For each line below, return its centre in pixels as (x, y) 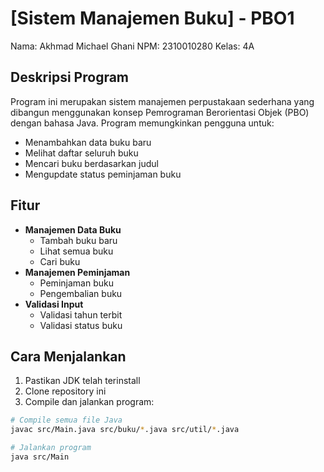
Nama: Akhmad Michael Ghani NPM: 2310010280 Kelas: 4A (132, 46)
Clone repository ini (65, 391)
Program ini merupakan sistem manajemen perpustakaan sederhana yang (162, 101)
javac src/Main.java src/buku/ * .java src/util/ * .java (125, 430)
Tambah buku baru (78, 240)
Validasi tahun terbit (81, 314)
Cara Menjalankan (68, 356)
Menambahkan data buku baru (88, 142)
